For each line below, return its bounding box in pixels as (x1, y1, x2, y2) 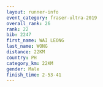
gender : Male (6, 66, 40, 72)
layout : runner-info (6, 9, 59, 15)
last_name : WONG (6, 43, 48, 50)
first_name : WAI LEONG (6, 37, 64, 43)
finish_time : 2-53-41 (6, 72, 62, 78)
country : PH (6, 55, 37, 61)
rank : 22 (6, 26, 29, 32)
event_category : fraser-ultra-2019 (6, 15, 97, 21)
